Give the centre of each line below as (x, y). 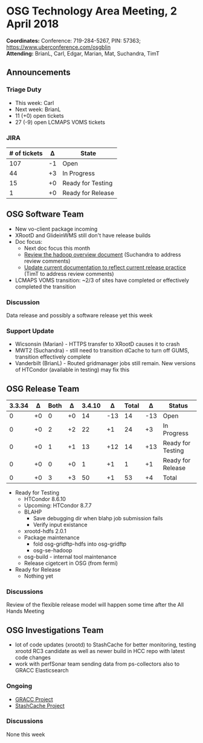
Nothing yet (38, 576)
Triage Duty (24, 90)
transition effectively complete (53, 357)
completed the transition (46, 286)
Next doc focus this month (57, 248)
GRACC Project (34, 699)
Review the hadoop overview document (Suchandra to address (102, 254)
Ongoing (19, 686)
